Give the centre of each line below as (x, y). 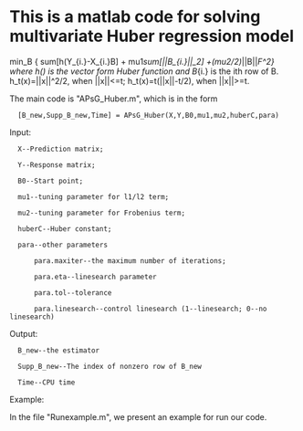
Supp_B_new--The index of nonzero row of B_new (110, 366)
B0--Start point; (51, 181)
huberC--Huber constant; (65, 229)
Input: (21, 132)
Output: (24, 333)
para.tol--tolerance (73, 293)
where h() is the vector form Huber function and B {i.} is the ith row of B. (144, 71)
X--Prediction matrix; (61, 149)
